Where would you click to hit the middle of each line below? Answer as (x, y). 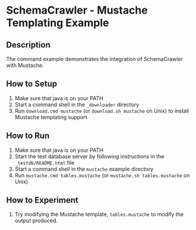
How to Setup (32, 84)
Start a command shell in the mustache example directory (84, 169)
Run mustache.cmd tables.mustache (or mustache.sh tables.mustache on (102, 175)
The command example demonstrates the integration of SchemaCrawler (94, 59)
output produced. (36, 221)
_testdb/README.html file (45, 162)
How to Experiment (42, 200)
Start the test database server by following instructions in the (89, 156)
